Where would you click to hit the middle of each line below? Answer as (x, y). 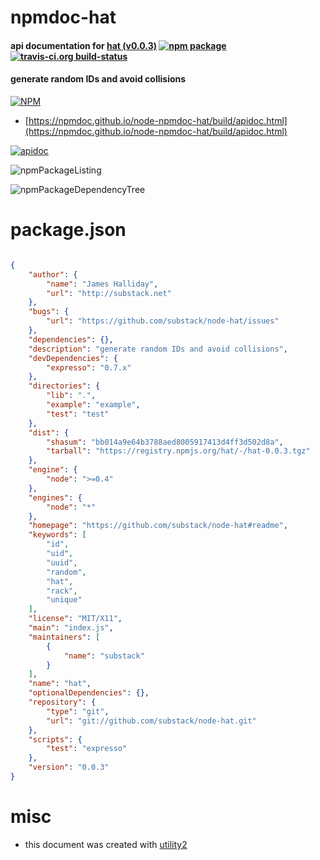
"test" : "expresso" (87, 749)
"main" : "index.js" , (71, 628)
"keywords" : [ (57, 535)
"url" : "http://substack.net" (109, 293)
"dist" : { (49, 432)
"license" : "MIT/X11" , (75, 619)
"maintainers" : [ (64, 637)
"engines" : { (55, 497)
